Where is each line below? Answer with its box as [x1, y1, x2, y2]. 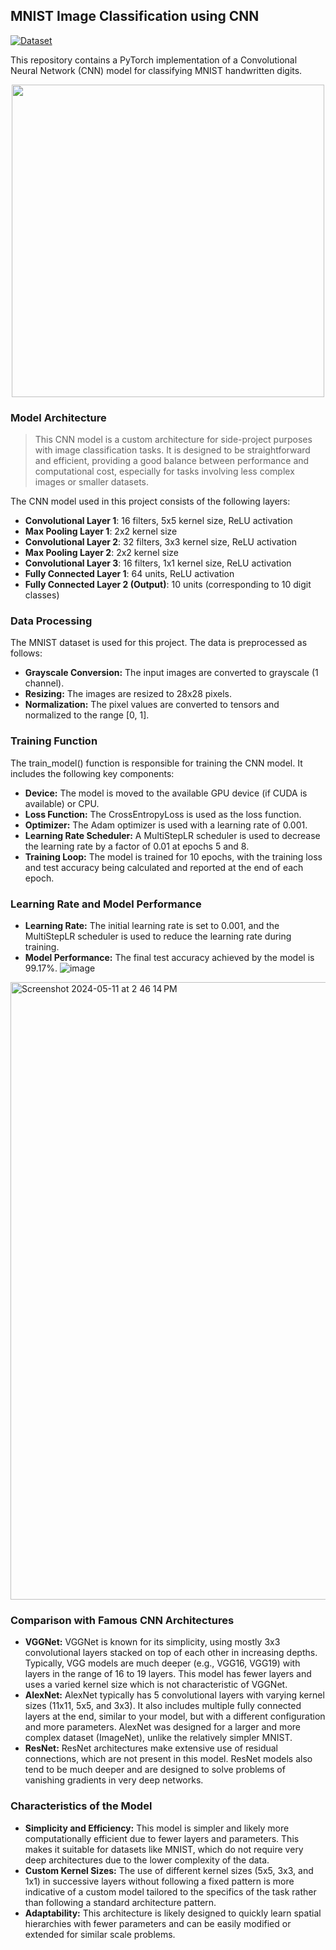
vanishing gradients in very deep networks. [24, 1774, 204, 1786]
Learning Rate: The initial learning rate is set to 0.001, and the [24, 920, 280, 931]
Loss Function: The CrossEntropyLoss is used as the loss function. [24, 808, 302, 820]
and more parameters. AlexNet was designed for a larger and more [24, 1721, 301, 1733]
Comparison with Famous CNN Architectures [10, 1613, 235, 1627]
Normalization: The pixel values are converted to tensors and [24, 699, 280, 711]
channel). [24, 677, 65, 689]
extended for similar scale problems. [24, 1928, 176, 1940]
